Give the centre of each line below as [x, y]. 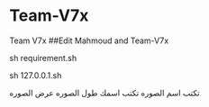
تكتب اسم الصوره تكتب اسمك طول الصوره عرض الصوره [104, 93]
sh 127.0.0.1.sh [36, 75]
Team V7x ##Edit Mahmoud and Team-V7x [89, 40]
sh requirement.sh [43, 58]
